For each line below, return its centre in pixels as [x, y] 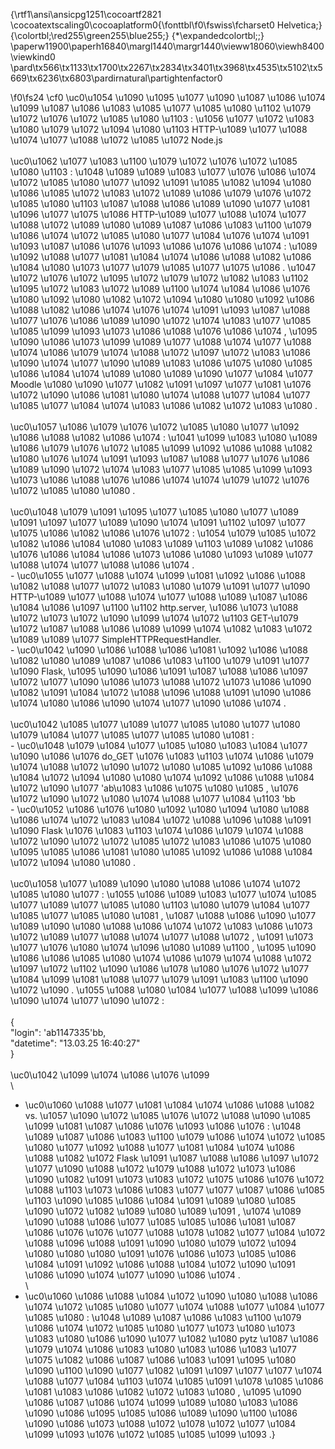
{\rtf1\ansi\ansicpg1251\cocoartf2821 [86, 14]
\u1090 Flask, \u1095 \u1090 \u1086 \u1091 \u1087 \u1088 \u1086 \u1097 [159, 671]
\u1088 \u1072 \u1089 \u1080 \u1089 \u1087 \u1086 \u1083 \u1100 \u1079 [161, 225]
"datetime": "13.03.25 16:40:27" [75, 1043]
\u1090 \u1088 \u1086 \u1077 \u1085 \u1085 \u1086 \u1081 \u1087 [160, 1222]
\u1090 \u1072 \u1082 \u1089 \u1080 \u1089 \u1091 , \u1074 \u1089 [163, 1211]
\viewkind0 [33, 57]
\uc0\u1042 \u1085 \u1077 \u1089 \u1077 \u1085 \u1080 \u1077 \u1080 [155, 724]
